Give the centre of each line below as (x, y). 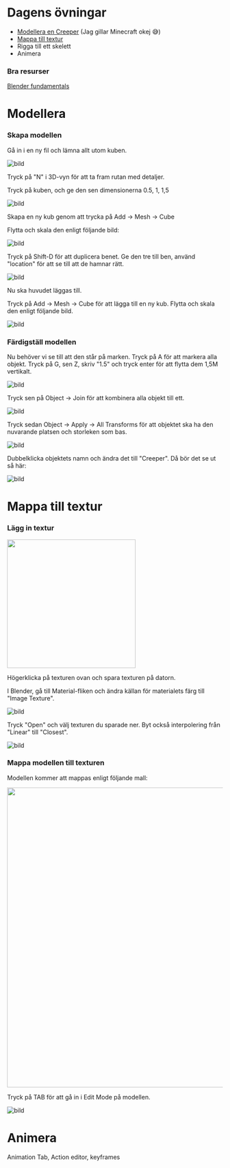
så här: (17, 466)
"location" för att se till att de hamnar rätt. (66, 264)
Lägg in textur (31, 528)
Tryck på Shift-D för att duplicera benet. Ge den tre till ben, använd (101, 256)
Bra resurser (28, 71)
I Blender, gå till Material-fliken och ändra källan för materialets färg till (106, 691)
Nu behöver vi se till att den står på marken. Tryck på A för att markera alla (112, 357)
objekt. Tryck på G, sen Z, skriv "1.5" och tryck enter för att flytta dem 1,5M (113, 364)
